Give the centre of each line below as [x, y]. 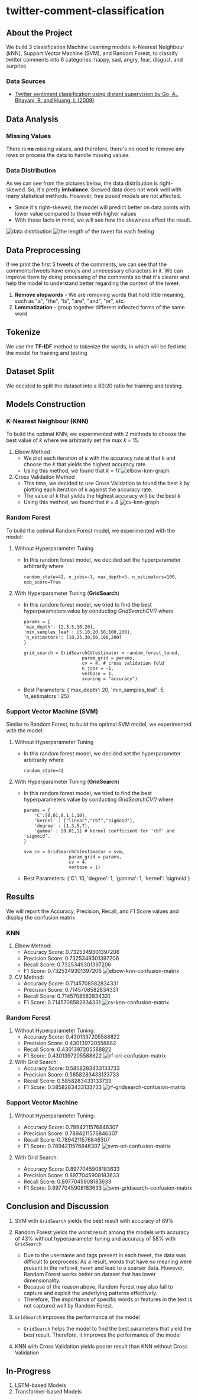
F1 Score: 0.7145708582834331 [62, 1002]
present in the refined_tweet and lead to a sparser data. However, [104, 1268]
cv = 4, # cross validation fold [123, 663]
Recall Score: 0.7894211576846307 [67, 1139]
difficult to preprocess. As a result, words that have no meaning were [108, 1261]
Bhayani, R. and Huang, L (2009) [54, 100]
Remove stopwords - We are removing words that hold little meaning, [100, 295]
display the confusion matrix [41, 917]
